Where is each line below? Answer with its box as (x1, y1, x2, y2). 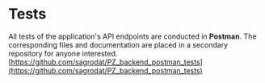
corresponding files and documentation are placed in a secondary (8, 39, 229, 49)
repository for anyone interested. (8, 48, 118, 58)
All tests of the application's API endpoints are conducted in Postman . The (8, 31, 257, 41)
